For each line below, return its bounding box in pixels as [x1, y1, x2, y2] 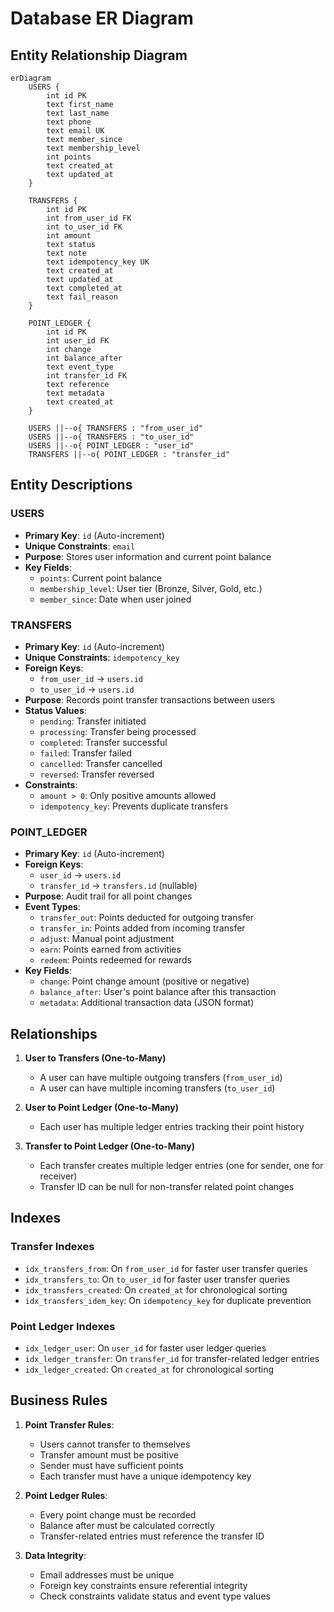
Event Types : [24, 901, 81, 913]
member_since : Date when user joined [39, 593, 192, 605]
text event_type [46, 362, 114, 372]
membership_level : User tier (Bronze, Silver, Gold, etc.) [39, 582, 263, 594]
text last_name [46, 108, 110, 118]
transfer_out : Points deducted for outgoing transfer [39, 912, 255, 924]
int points [46, 152, 92, 162]
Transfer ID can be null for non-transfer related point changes [39, 1181, 295, 1193]
